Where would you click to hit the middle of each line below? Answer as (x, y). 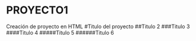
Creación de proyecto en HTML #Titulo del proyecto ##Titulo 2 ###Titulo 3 (98, 26)
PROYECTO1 (37, 10)
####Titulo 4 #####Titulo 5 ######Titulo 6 (60, 32)
